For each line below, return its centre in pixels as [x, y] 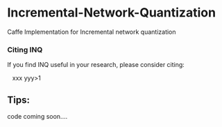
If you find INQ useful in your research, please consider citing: [96, 65]
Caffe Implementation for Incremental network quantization [92, 32]
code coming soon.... [37, 117]
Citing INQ [25, 50]
